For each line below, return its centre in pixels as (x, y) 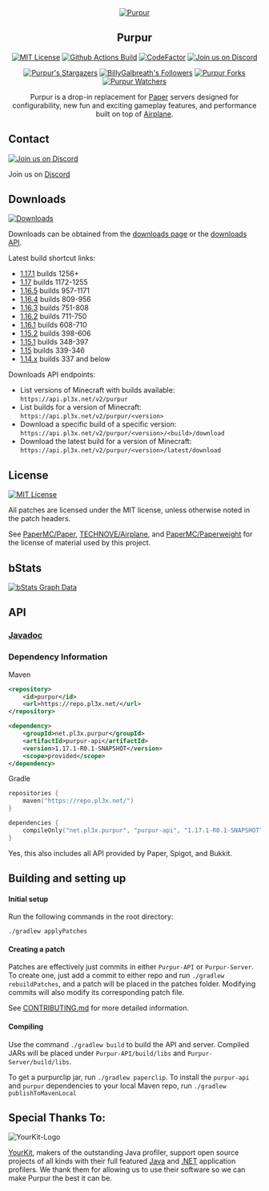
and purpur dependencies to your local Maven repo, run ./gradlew (117, 1085)
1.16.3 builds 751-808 (54, 308)
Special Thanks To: (57, 1118)
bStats (25, 568)
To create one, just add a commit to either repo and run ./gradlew (116, 976)
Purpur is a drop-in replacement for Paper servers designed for (134, 96)
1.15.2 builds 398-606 (55, 333)
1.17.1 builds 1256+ (49, 274)
